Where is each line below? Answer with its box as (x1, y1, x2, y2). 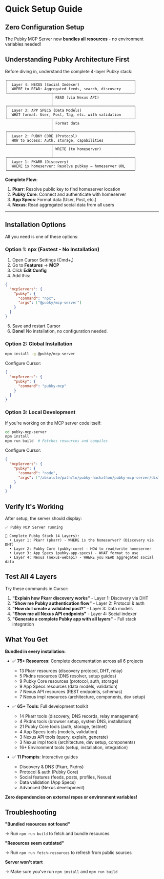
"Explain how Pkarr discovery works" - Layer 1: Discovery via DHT (12, 595, 149, 601)
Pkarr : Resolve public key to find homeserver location (12, 186, 121, 192)
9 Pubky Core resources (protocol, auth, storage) (19, 678, 119, 684)
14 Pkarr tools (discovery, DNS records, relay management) (19, 713, 139, 719)
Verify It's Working (5, 502, 64, 511)
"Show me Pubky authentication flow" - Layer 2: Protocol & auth (12, 600, 145, 606)
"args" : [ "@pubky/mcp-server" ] (18, 300, 82, 305)
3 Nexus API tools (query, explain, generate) (19, 734, 108, 740)
